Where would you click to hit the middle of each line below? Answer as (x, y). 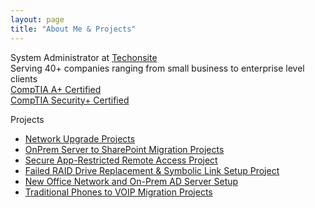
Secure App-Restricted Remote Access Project (121, 160)
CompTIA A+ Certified (56, 89)
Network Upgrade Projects (80, 138)
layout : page (37, 19)
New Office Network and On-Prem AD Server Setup (131, 181)
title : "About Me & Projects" (73, 29)
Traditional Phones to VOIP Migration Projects (118, 192)
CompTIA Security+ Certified (70, 100)
